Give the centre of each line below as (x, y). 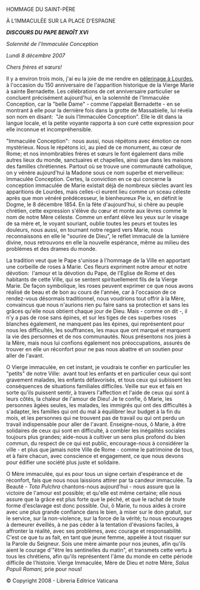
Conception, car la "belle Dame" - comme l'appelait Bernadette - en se (93, 104)
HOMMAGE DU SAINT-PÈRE (41, 9)
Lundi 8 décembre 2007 (36, 56)
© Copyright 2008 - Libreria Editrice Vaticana (62, 580)
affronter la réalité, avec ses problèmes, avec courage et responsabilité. (95, 531)
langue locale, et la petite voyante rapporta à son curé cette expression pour (100, 123)
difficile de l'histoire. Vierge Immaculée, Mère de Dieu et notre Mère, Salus (98, 563)
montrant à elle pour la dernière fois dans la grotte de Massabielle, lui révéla (99, 110)
